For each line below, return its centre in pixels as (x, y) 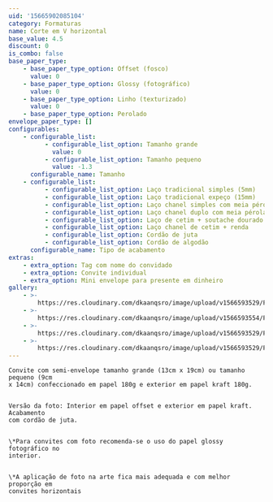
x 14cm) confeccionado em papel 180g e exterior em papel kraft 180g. (130, 385)
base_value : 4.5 (36, 39)
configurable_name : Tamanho (78, 175)
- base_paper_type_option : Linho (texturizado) (105, 99)
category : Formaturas (45, 24)
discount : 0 (28, 46)
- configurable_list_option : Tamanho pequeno (123, 159)
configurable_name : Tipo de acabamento (97, 250)
